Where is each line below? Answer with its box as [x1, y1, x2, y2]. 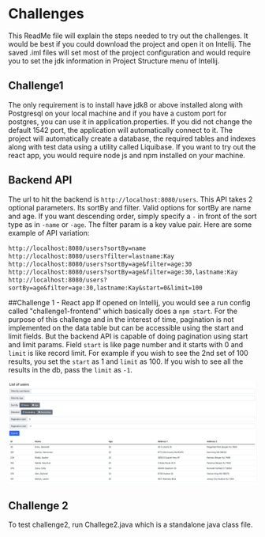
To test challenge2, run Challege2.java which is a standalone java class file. [8, 520, 253, 530]
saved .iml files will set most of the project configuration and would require [8, 47, 251, 57]
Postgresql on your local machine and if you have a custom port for [8, 108, 227, 118]
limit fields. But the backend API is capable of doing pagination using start [8, 331, 248, 341]
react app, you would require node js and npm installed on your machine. [8, 150, 246, 160]
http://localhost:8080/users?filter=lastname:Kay [8, 252, 175, 260]
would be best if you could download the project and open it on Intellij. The [8, 39, 252, 48]
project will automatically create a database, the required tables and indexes [8, 134, 256, 143]
